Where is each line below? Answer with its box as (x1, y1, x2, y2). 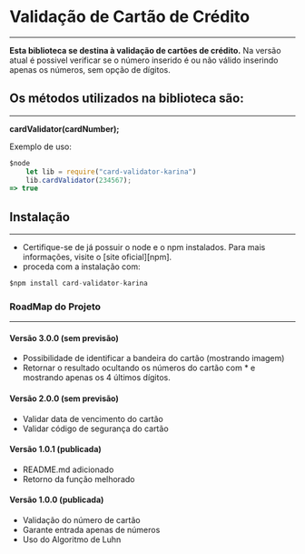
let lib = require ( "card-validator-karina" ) (25, 166, 197, 176)
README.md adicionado (22, 464, 114, 475)
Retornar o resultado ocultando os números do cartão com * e (22, 362, 256, 374)
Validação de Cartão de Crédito (9, 6, 251, 27)
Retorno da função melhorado (22, 473, 135, 484)
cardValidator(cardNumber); (9, 123, 120, 134)
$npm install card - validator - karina (9, 279, 148, 288)
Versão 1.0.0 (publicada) (9, 494, 104, 506)
